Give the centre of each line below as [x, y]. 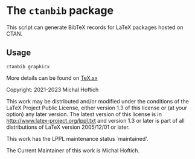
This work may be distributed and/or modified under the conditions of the [97, 101]
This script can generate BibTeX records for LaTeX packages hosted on [95, 27]
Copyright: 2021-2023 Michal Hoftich [53, 89]
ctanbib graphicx [28, 67]
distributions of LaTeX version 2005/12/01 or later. [68, 127]
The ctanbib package [60, 11]
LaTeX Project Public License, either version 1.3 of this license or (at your [97, 108]
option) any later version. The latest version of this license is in [84, 114]
